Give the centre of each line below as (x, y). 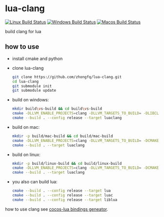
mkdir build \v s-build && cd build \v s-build (57, 109)
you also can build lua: (35, 182)
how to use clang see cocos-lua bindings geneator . (57, 209)
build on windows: (31, 100)
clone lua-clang (28, 68)
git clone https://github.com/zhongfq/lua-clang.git (67, 77)
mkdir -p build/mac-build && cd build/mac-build (62, 136)
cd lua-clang (25, 81)
